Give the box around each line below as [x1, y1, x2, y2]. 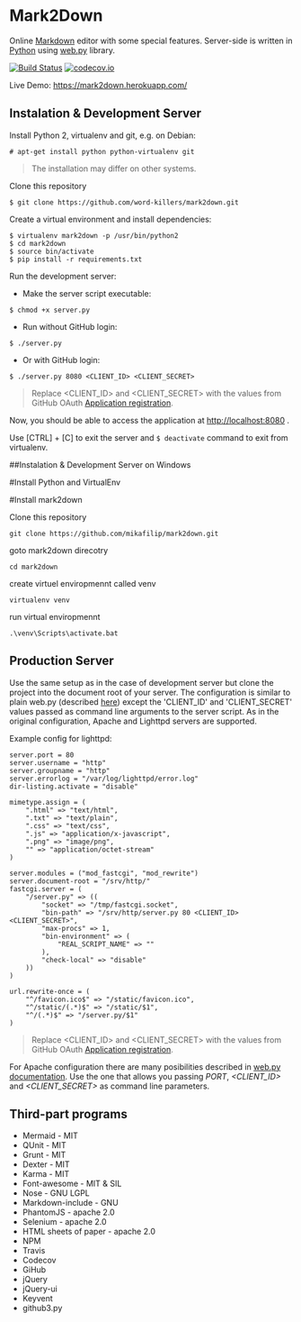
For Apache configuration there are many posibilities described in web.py [9, 1061, 281, 1072]
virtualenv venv [9, 596, 70, 605]
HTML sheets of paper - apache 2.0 [22, 1226, 155, 1237]
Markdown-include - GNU [22, 1198, 119, 1208]
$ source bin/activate [9, 247, 94, 256]
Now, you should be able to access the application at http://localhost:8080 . [9, 415, 290, 425]
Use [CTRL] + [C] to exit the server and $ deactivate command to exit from [9, 432, 289, 442]
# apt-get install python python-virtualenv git [9, 147, 195, 156]
